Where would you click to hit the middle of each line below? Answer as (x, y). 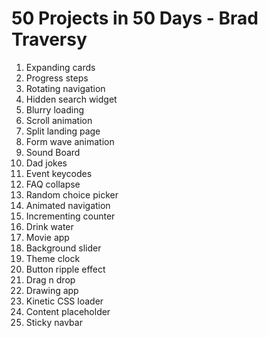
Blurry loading (55, 109)
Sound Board (53, 152)
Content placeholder (68, 311)
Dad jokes (46, 163)
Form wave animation (70, 141)
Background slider (63, 248)
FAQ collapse (53, 184)
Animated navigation (68, 205)
